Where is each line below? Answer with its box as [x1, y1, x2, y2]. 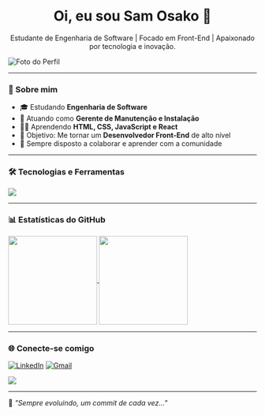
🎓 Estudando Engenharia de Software [19, 103, 148, 112]
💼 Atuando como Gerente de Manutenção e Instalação [19, 114, 200, 123]
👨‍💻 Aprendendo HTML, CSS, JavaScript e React [19, 122, 178, 132]
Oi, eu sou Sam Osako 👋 [53, 7, 212, 25]
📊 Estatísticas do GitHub [8, 215, 106, 226]
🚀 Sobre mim [8, 84, 58, 95]
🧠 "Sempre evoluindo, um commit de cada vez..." [8, 398, 168, 408]
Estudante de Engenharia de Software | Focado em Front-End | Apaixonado [10, 33, 255, 43]
